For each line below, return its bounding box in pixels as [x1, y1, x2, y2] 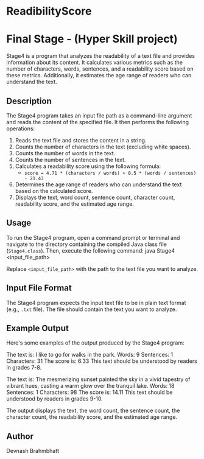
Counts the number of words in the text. [15, 149, 116, 156]
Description [6, 96, 52, 106]
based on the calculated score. [15, 187, 93, 194]
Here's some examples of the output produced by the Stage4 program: [6, 339, 185, 346]
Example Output [6, 323, 69, 333]
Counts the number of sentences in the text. [15, 156, 126, 163]
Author [6, 431, 33, 441]
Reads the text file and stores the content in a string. [15, 136, 147, 144]
